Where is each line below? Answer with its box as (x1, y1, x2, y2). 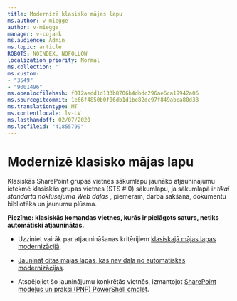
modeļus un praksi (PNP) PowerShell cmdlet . (17, 285, 149, 294)
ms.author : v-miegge (7, 17, 69, 24)
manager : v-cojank (7, 30, 62, 38)
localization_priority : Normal (7, 57, 100, 64)
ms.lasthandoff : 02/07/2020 (7, 116, 91, 123)
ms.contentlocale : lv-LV (7, 110, 81, 117)
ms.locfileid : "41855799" (7, 122, 84, 130)
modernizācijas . (17, 264, 65, 273)
